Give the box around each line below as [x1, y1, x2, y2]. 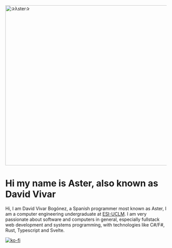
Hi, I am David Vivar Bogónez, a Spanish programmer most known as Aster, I [5, 205, 166, 212]
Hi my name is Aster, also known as [5, 178, 159, 189]
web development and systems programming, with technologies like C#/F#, [5, 221, 165, 228]
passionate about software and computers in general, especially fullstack [5, 216, 160, 222]
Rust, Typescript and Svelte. [5, 227, 65, 233]
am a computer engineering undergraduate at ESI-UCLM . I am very [5, 211, 147, 217]
